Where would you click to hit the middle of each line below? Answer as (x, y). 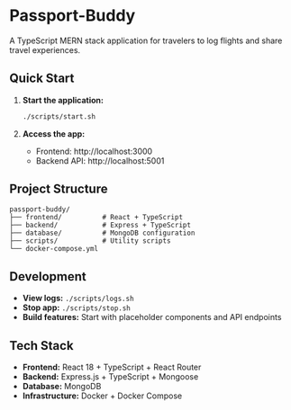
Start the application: (63, 100)
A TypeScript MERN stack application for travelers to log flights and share (146, 40)
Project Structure (59, 189)
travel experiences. (45, 49)
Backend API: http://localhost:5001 (100, 160)
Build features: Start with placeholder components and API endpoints (152, 317)
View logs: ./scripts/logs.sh (78, 299)
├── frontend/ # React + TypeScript (96, 218)
